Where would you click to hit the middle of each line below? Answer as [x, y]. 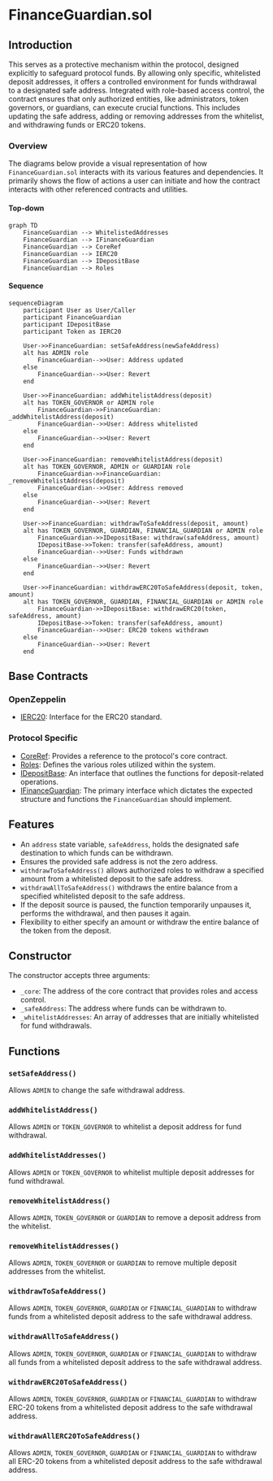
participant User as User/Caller [80, 310]
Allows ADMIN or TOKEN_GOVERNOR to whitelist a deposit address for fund [125, 1127]
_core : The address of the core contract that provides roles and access [139, 991]
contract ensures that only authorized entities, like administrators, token [129, 99]
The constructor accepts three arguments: [79, 976]
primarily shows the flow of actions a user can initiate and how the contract [134, 181]
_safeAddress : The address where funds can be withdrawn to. [123, 1008]
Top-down [26, 208]
